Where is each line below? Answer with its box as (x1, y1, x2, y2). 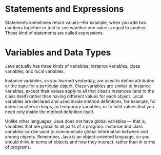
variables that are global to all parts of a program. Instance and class (5, 123, 143, 129)
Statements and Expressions (5, 3, 124, 15)
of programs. (5, 144, 31, 150)
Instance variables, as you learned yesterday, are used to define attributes (5, 77, 155, 83)
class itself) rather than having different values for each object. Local (5, 93, 144, 99)
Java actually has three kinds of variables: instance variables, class (5, 63, 141, 69)
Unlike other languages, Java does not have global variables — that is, (5, 118, 146, 124)
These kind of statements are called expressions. (5, 30, 104, 36)
